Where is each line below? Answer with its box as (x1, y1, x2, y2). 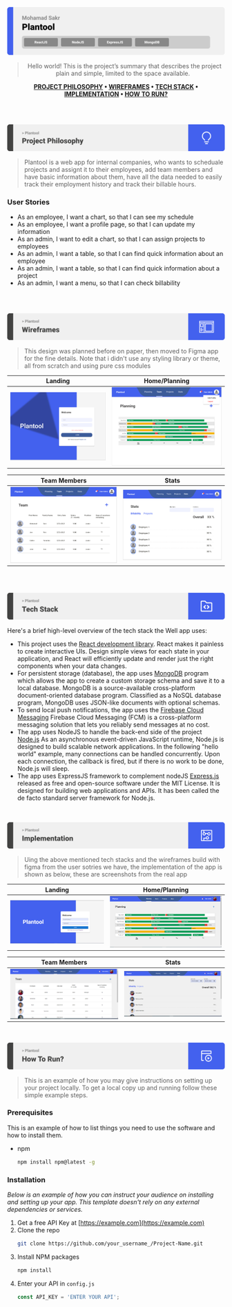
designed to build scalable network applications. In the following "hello (17, 742, 219, 751)
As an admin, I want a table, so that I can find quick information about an (17, 250, 224, 258)
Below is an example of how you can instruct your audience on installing (7, 1190, 214, 1199)
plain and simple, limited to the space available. (55, 69, 191, 78)
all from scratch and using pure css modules (23, 362, 151, 370)
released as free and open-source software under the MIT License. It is (17, 779, 221, 787)
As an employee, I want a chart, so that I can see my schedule (17, 213, 194, 222)
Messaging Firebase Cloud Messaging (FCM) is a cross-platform (17, 713, 202, 721)
